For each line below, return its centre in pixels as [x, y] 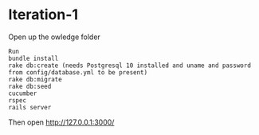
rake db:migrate [35, 79]
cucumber [23, 93]
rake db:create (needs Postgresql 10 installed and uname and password [129, 66]
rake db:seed [30, 86]
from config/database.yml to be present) [78, 72]
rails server [30, 107]
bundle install [33, 58]
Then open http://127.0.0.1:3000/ [61, 122]
